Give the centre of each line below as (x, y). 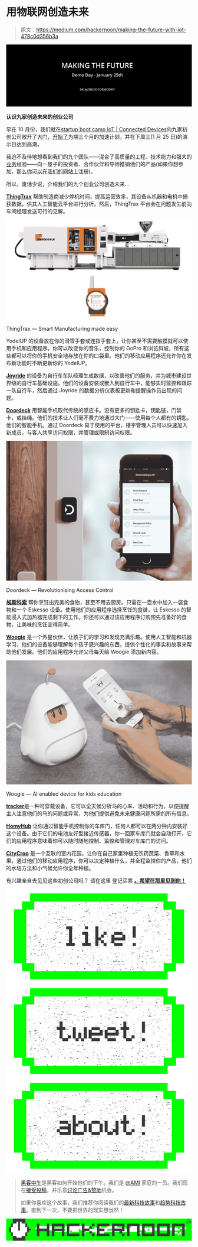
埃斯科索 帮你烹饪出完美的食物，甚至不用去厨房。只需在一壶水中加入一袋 (95, 602)
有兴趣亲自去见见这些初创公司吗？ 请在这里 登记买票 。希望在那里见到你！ (96, 881)
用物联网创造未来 (48, 12)
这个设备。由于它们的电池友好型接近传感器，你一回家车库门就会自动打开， (96, 833)
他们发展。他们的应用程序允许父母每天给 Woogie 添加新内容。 (86, 652)
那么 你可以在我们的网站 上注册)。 (56, 171)
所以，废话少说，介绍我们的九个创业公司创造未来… (68, 184)
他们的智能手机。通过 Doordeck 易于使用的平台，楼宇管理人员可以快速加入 (97, 425)
